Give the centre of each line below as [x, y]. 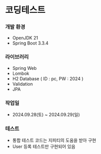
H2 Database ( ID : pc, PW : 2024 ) [48, 78]
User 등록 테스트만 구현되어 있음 [44, 147]
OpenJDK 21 [25, 38]
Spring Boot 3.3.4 [30, 43]
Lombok [21, 73]
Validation [23, 84]
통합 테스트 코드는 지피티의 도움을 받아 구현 [54, 140]
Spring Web [24, 68]
